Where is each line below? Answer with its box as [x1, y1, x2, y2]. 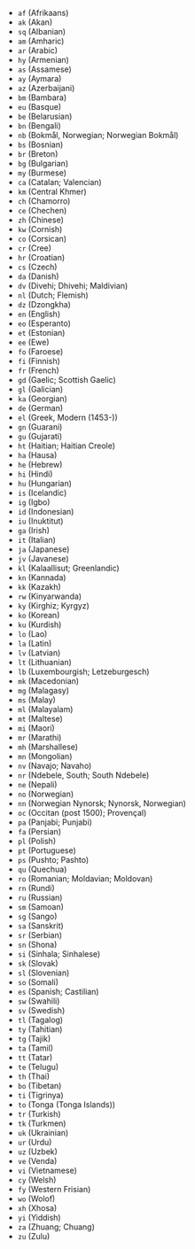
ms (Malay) [17, 694, 56, 705]
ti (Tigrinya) [17, 1090, 64, 1100]
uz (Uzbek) [17, 1146, 58, 1157]
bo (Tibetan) [17, 1081, 62, 1090]
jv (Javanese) [17, 554, 69, 563]
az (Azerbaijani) [17, 83, 75, 93]
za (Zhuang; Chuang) [17, 1222, 96, 1232]
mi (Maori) [17, 723, 55, 733]
